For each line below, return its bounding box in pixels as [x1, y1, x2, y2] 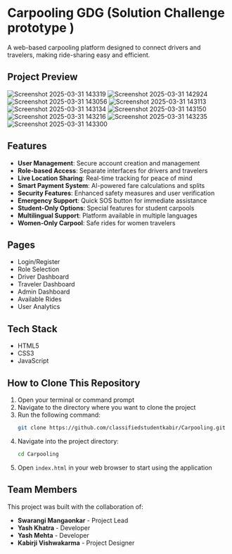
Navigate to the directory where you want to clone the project [17, 403, 196, 411]
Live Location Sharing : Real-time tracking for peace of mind [17, 174, 193, 182]
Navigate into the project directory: [17, 436, 120, 445]
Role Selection [17, 265, 60, 274]
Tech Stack [7, 322, 58, 335]
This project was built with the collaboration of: [7, 502, 144, 511]
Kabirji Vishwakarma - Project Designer [17, 539, 135, 547]
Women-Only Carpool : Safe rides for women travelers [17, 218, 176, 227]
